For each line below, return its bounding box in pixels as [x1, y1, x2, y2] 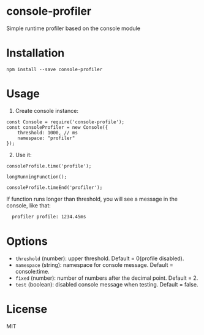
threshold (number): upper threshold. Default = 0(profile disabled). [15, 255, 184, 262]
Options [6, 234, 48, 248]
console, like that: [6, 201, 51, 209]
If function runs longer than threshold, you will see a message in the [6, 195, 178, 202]
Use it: [15, 151, 32, 158]
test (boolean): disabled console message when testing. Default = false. [15, 280, 198, 288]
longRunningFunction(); [6, 174, 67, 180]
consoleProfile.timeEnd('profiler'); [6, 184, 103, 191]
